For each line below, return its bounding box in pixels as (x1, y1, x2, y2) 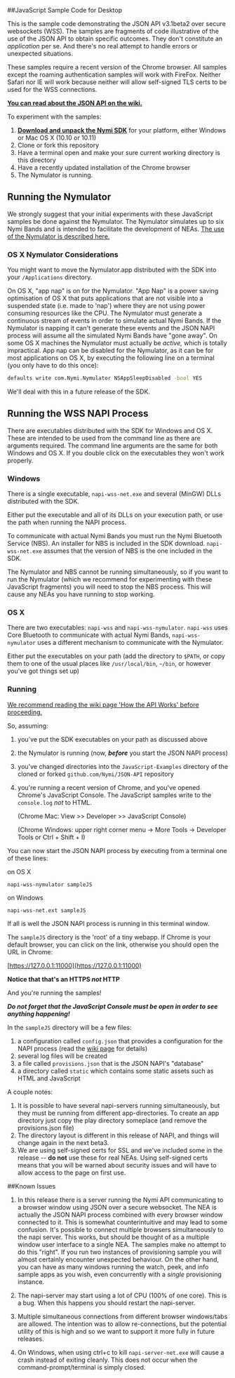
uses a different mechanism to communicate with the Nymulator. (37, 638, 224, 647)
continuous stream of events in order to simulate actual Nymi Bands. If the (7, 316, 222, 325)
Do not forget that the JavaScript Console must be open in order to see (7, 1002, 218, 1010)
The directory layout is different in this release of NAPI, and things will (17, 1131, 220, 1139)
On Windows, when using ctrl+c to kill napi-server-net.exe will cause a (17, 1348, 224, 1356)
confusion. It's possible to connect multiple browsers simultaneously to (17, 1225, 224, 1233)
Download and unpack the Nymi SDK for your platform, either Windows (17, 126, 227, 134)
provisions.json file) (17, 1123, 75, 1132)
